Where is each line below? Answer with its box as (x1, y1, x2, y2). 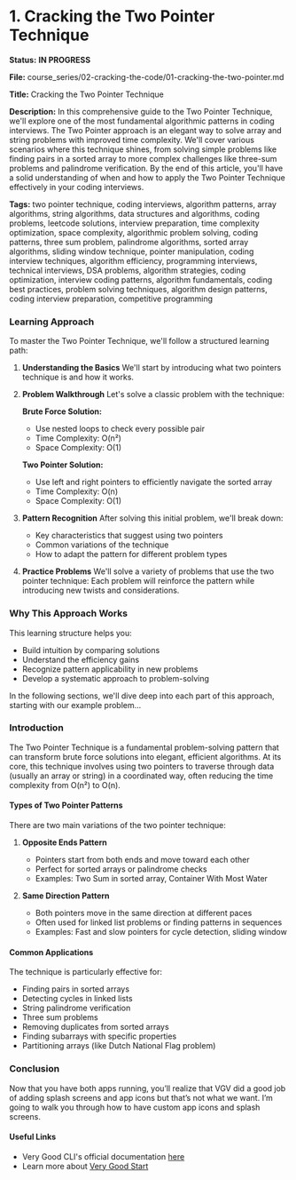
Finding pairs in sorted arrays (21, 984, 130, 994)
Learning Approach (9, 315, 95, 328)
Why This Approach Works (9, 607, 129, 619)
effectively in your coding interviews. (9, 181, 144, 192)
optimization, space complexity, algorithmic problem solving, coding (9, 227, 259, 237)
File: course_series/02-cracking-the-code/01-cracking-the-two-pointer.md (9, 71, 284, 82)
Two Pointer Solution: (21, 459, 104, 470)
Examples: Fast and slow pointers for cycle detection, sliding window (35, 927, 288, 937)
